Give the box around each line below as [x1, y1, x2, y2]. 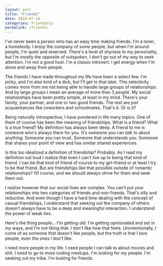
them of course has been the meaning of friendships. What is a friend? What [5, 120, 158, 125]
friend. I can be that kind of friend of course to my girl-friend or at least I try [5, 160, 156, 166]
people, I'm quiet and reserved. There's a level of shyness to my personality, [5, 49, 158, 55]
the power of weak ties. [5, 211, 52, 216]
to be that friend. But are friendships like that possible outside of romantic [5, 165, 153, 171]
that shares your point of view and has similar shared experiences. [5, 140, 138, 146]
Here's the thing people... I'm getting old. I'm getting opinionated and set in [5, 220, 155, 226]
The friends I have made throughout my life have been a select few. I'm [5, 74, 147, 80]
